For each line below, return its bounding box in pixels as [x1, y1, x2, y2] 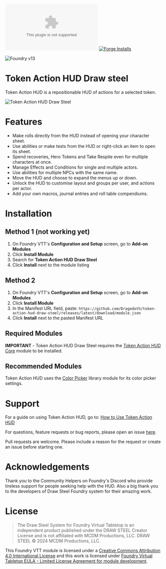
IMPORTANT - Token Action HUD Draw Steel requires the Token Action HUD [5, 342, 161, 348]
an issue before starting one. [5, 444, 64, 450]
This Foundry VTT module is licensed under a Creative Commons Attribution [5, 548, 161, 554]
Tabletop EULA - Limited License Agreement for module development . [5, 558, 148, 564]
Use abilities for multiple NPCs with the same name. [12, 169, 118, 175]
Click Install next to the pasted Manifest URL [12, 315, 104, 321]
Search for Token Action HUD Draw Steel [12, 256, 97, 262]
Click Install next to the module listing [12, 262, 90, 268]
